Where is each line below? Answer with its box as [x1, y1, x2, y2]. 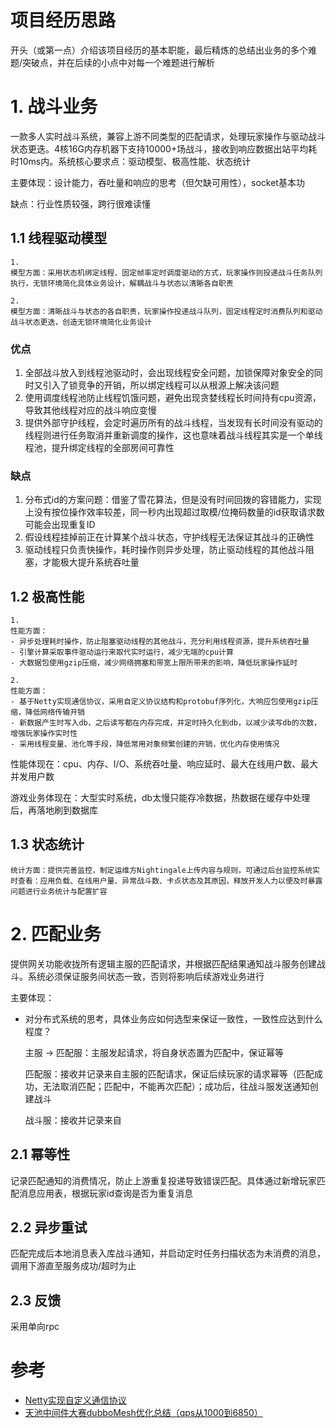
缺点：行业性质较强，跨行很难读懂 [10, 197, 151, 210]
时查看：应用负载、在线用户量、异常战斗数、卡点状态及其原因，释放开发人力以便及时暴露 [10, 876, 323, 886]
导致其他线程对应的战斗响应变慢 [24, 404, 157, 416]
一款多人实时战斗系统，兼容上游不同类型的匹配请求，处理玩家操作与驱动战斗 [10, 130, 326, 142]
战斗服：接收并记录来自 [24, 1114, 122, 1126]
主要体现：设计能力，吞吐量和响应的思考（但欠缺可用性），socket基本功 [10, 176, 305, 188]
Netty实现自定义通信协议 [24, 1394, 127, 1406]
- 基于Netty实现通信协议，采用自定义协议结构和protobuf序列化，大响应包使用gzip [10, 697, 312, 707]
